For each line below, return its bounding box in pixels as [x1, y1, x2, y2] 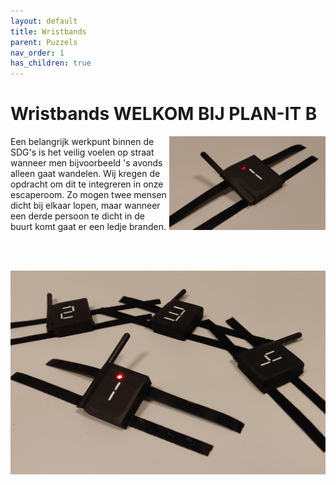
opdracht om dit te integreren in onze [10, 178, 164, 190]
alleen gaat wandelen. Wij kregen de [10, 168, 161, 180]
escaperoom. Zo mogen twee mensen [10, 189, 167, 201]
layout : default [10, 16, 78, 26]
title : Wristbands [10, 26, 87, 37]
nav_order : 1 [10, 48, 65, 58]
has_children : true [10, 58, 92, 69]
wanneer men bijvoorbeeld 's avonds [10, 157, 163, 169]
